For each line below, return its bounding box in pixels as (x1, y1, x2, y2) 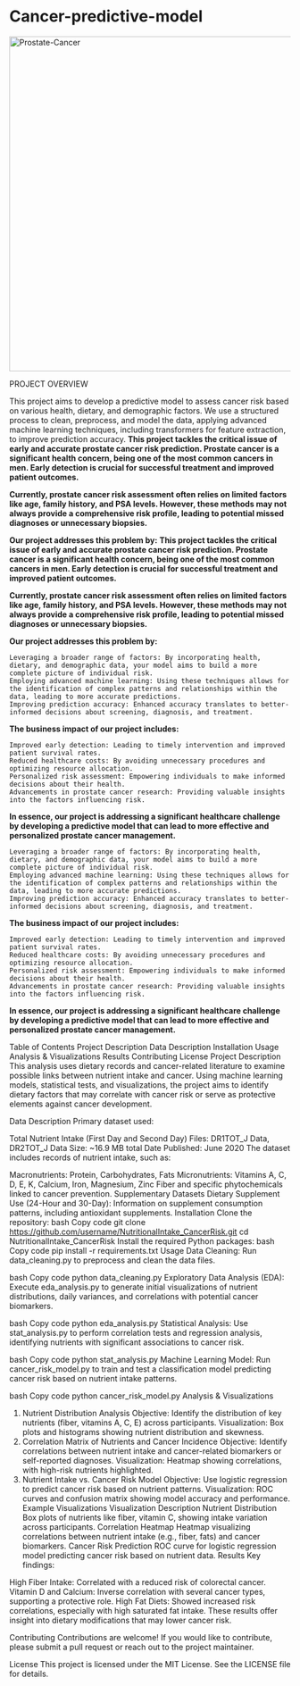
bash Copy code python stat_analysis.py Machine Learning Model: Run (9, 1354, 271, 1365)
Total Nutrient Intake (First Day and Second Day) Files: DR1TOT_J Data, (9, 1132, 270, 1144)
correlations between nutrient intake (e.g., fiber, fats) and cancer (21, 1531, 261, 1541)
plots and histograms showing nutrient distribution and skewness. (21, 1426, 265, 1437)
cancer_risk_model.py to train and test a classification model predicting (9, 1364, 272, 1374)
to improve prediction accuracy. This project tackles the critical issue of (9, 433, 278, 444)
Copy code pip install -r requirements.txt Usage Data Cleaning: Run (9, 1245, 257, 1256)
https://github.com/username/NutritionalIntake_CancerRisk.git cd (9, 1226, 249, 1237)
